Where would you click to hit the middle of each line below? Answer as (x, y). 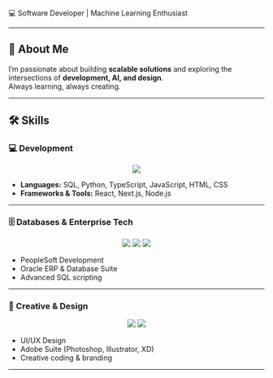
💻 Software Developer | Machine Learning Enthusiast (98, 13)
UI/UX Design (43, 341)
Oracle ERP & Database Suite (69, 268)
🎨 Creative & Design (48, 305)
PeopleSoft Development (62, 260)
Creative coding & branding (66, 358)
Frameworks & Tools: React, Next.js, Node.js (95, 193)
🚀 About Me (39, 49)
